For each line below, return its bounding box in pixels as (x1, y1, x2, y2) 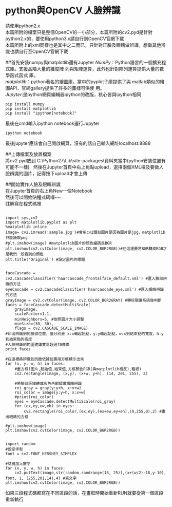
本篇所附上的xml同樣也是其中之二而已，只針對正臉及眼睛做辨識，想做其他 (5, 42, 162, 48)
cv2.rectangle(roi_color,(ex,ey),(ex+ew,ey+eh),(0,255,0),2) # (24, 409, 162, 414)
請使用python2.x (5, 23, 41, 29)
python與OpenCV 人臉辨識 (5, 5, 121, 16)
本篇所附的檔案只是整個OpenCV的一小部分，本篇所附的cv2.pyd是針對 (5, 29, 153, 35)
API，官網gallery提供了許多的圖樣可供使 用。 (9, 85, 105, 91)
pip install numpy (5, 101, 45, 107)
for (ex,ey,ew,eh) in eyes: (14, 403, 74, 408)
